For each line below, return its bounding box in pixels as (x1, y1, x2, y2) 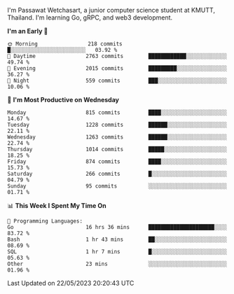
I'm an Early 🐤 (7, 27, 48, 35)
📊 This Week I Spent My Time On (7, 202, 106, 209)
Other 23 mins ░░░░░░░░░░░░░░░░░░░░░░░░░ (7, 260, 228, 267)
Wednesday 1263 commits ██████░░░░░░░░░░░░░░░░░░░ (7, 134, 228, 141)
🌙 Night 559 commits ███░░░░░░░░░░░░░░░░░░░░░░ (7, 77, 228, 84)
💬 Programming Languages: (7, 218, 83, 225)
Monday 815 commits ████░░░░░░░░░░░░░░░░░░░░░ (7, 109, 228, 116)
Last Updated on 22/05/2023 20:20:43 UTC (7, 279, 135, 287)
